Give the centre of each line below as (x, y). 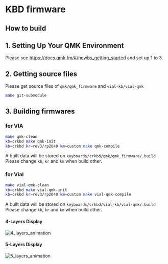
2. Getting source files (41, 74)
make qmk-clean (21, 136)
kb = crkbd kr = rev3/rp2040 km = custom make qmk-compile (63, 146)
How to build (26, 28)
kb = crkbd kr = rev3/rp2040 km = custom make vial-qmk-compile (68, 195)
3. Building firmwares (40, 112)
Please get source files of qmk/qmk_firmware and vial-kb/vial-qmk (75, 86)
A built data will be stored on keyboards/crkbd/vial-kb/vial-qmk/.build (80, 204)
